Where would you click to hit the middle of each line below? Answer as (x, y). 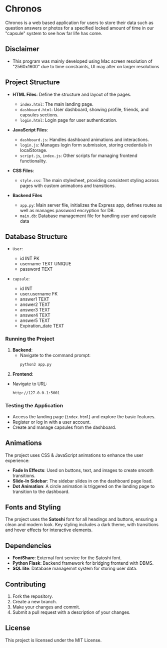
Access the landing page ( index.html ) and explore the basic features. (84, 416)
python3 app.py (35, 364)
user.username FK (39, 294)
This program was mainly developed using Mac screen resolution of (82, 61)
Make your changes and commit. (46, 607)
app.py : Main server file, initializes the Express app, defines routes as (91, 205)
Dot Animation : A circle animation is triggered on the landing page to (83, 486)
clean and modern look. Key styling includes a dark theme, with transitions (82, 525)
